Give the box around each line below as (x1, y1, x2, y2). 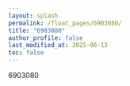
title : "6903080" (8, 26, 66, 34)
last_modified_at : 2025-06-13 (8, 41, 109, 49)
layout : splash (8, 11, 59, 20)
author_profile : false (8, 33, 83, 42)
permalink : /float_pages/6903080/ (8, 19, 123, 27)
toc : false (8, 49, 44, 57)
